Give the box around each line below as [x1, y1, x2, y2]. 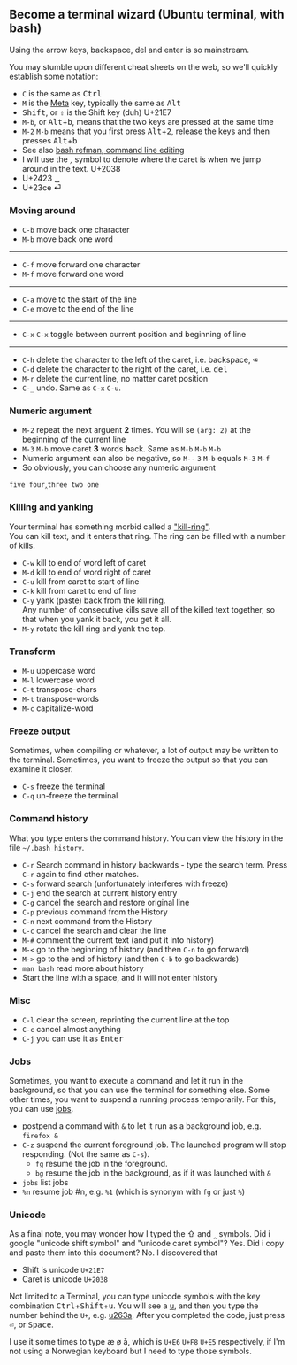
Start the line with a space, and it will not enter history [21, 972, 218, 983]
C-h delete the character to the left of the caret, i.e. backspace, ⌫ [21, 354, 258, 366]
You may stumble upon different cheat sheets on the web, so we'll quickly [9, 61, 278, 72]
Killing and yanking [9, 501, 94, 513]
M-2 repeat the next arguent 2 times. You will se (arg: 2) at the [21, 425, 252, 436]
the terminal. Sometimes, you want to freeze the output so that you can [9, 754, 268, 765]
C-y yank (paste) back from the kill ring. [21, 595, 166, 605]
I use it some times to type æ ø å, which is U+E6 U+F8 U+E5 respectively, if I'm [9, 1337, 286, 1347]
